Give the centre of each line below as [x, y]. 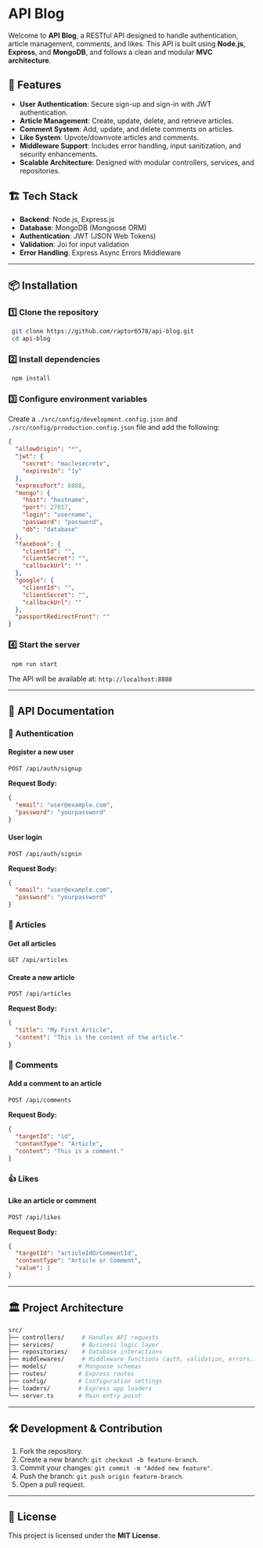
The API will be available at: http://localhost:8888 [90, 679]
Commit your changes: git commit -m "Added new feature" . [116, 1468]
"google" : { [35, 581]
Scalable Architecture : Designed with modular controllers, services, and [137, 162]
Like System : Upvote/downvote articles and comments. [109, 137]
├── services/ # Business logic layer [83, 1345]
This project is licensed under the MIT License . [84, 1535]
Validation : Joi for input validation [74, 244]
